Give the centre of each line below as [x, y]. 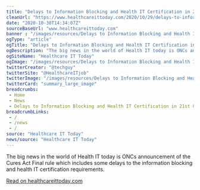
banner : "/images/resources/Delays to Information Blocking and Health [98, 34]
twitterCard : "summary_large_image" [51, 84]
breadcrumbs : [22, 90]
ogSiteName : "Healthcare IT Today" [50, 56]
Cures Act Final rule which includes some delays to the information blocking [99, 163]
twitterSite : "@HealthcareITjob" [48, 73]
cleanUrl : [18, 17]
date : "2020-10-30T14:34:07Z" [44, 23]
